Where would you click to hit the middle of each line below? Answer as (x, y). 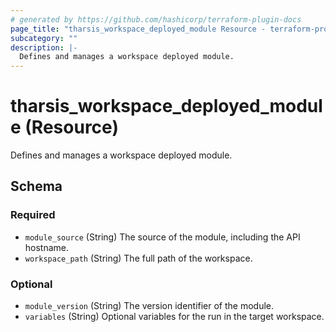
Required (33, 215)
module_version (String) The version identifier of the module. (149, 306)
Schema (36, 186)
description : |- (44, 47)
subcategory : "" (44, 38)
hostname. (47, 247)
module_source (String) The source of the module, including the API (162, 237)
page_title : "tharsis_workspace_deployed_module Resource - (138, 29)
